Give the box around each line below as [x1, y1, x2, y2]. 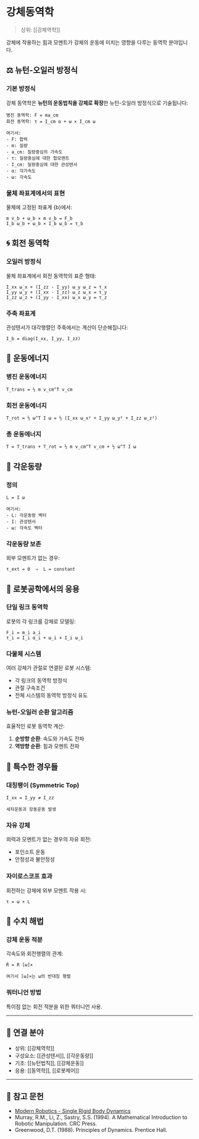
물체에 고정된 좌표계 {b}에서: [6, 203, 73, 211]
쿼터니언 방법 [6, 988, 41, 996]
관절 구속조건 [14, 684, 46, 692]
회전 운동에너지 [6, 401, 47, 410]
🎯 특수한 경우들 [6, 761, 58, 772]
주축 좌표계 [6, 309, 36, 318]
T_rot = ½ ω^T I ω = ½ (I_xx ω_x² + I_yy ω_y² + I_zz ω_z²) [6, 415, 158, 421]
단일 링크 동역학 [6, 603, 49, 612]
